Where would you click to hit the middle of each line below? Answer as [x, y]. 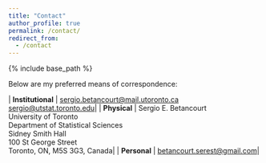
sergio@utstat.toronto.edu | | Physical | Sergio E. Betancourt [107, 108]
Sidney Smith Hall [37, 134]
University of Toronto [43, 116]
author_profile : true [44, 23]
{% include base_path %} [50, 68]
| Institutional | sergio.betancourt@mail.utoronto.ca [93, 100]
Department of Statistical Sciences [66, 125]
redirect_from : [34, 38]
